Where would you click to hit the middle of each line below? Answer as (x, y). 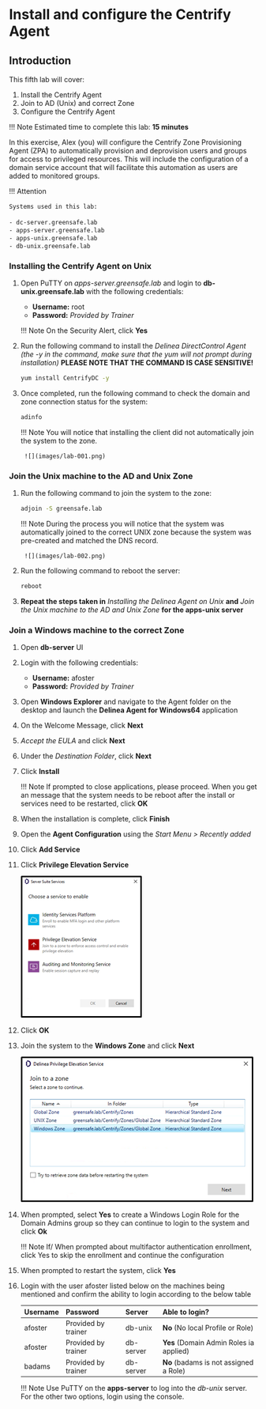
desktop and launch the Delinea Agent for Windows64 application (129, 710)
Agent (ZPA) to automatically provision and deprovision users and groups (128, 151)
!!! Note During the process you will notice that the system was (122, 524)
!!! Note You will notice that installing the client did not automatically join (137, 433)
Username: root (58, 307)
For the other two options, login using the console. (102, 1396)
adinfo (31, 417)
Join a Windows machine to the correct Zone (97, 630)
